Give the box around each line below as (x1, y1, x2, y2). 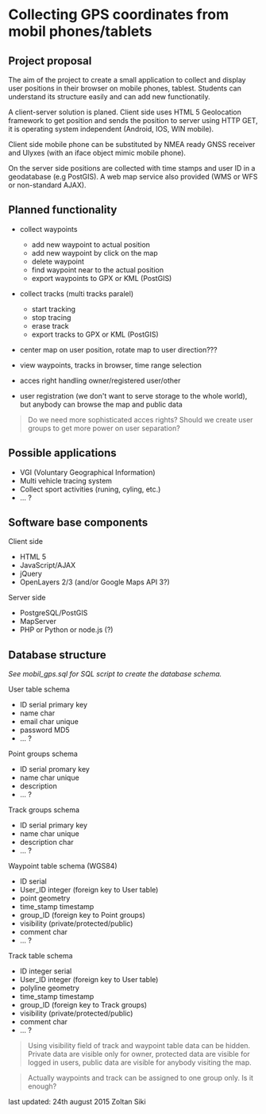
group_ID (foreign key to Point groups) (19, 911, 145, 920)
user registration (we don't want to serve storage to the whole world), (19, 391, 248, 400)
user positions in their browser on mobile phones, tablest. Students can (8, 83, 242, 93)
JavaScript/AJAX (19, 561, 76, 570)
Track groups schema (8, 805, 80, 815)
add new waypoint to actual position (31, 240, 151, 249)
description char (19, 838, 74, 847)
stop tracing (31, 312, 71, 322)
